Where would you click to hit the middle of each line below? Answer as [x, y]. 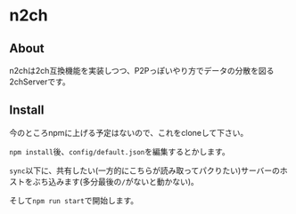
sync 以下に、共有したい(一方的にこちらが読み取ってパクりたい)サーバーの [145, 170]
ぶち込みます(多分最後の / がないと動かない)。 [115, 181]
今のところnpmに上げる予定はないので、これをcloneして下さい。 [129, 132]
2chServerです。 [40, 82]
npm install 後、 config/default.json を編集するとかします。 [119, 151]
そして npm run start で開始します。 [74, 200]
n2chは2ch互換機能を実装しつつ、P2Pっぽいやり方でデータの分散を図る [142, 71]
